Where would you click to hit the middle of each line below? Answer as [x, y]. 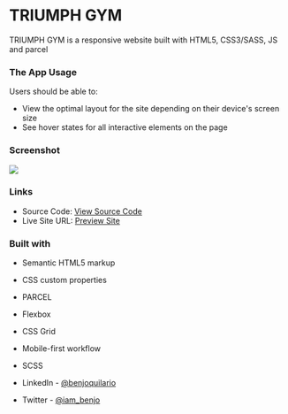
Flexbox [36, 314]
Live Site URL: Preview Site [71, 220]
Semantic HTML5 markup [68, 263]
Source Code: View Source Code [82, 211]
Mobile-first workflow [61, 349]
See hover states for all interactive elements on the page [125, 127]
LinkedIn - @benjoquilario [69, 383]
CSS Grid [38, 332]
